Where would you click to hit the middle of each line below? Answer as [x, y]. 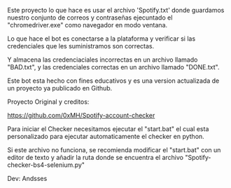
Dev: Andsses [27, 179]
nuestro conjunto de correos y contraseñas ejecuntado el [90, 18]
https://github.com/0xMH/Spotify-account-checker [81, 115]
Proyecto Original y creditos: [48, 102]
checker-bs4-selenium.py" [46, 165]
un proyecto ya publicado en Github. [60, 88]
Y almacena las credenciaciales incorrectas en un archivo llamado [103, 60]
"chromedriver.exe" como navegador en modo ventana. [87, 25]
